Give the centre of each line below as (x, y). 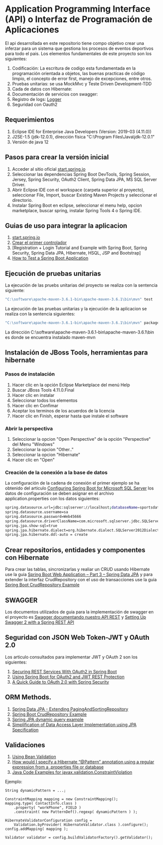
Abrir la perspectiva (29, 429)
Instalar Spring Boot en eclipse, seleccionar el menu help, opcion (77, 205)
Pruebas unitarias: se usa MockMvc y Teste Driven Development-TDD (82, 83)
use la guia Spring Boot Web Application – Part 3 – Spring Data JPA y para (79, 574)
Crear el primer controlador (39, 243)
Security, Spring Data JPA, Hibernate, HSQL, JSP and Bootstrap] (76, 253)
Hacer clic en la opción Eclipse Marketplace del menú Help (71, 385)
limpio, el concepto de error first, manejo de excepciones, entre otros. (82, 79)
